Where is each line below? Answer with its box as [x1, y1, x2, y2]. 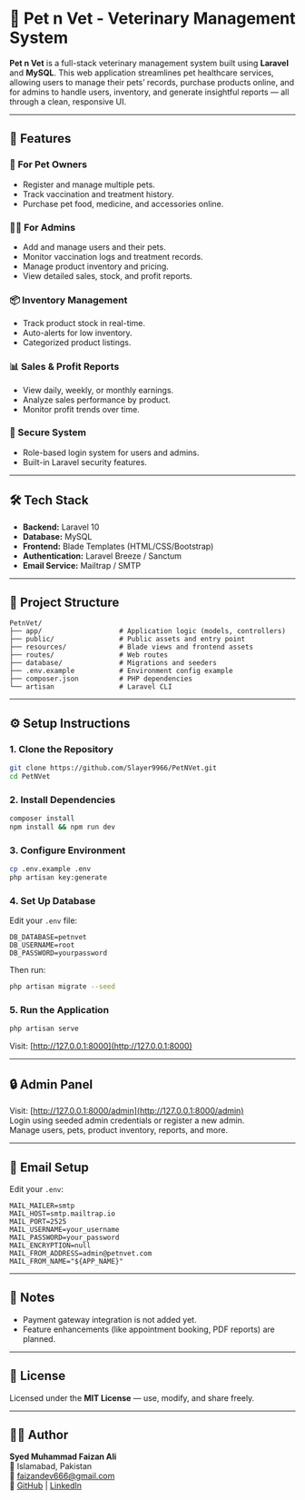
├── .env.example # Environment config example [9, 667, 233, 676]
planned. [22, 1333, 56, 1344]
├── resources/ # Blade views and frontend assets [9, 642, 254, 652]
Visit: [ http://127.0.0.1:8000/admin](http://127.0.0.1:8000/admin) [9, 1106, 244, 1117]
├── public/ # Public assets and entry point [9, 635, 246, 644]
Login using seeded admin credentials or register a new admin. [9, 1115, 245, 1126]
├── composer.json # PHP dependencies [9, 674, 193, 684]
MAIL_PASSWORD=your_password [9, 1233, 120, 1242]
